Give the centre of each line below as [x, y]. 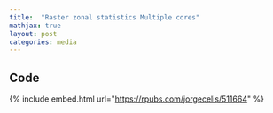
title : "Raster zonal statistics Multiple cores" [105, 17]
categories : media [43, 42]
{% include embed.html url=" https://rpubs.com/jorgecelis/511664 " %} [136, 99]
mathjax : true [35, 26]
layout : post [33, 34]
